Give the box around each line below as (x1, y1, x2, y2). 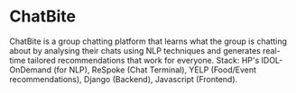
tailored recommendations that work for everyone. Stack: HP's (27, 55, 260, 65)
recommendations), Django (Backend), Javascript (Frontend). (9, 73, 238, 84)
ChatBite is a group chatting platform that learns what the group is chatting (9, 36, 287, 46)
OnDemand (9, 64, 52, 75)
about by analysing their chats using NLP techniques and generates (9, 45, 262, 55)
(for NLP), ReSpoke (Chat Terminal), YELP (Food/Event (53, 64, 257, 75)
